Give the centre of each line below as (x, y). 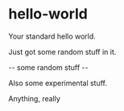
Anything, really (34, 98)
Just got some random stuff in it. (62, 51)
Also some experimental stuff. (58, 83)
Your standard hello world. (52, 36)
